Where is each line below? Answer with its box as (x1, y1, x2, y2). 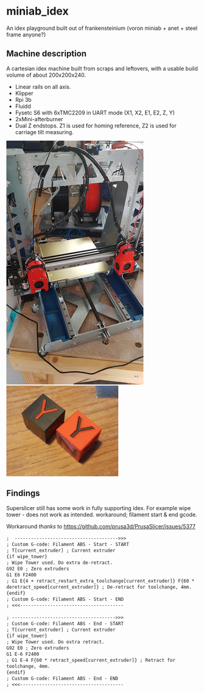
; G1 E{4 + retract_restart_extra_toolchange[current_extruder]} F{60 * (6, 578, 195, 584)
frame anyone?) (6, 30, 46, 38)
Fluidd (15, 102, 32, 110)
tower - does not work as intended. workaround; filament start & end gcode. (6, 511, 197, 518)
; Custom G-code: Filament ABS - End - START (6, 620, 124, 627)
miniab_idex (6, 4, 69, 18)
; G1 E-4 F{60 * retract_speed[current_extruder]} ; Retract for (6, 657, 175, 663)
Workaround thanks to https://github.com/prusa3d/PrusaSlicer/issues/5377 (6, 522, 196, 530)
